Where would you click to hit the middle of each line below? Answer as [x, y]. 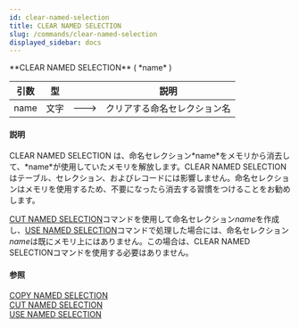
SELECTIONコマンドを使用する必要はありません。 [101, 253]
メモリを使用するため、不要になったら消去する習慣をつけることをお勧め [158, 189]
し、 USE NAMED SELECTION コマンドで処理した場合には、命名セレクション [149, 230]
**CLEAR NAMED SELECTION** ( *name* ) [91, 68]
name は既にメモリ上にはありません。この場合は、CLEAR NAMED [130, 242]
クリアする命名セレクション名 [168, 109]
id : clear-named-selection [59, 17]
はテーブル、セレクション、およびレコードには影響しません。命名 [130, 178]
